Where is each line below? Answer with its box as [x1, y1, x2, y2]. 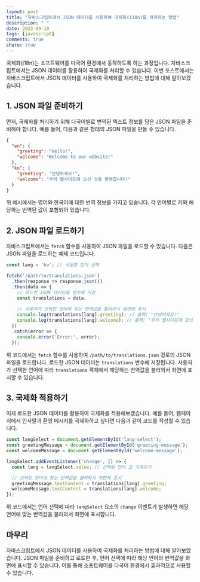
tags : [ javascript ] [6, 31, 55, 37]
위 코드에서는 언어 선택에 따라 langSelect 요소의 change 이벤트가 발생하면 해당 [6, 503, 189, 510]
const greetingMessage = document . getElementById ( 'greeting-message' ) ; [6, 442, 188, 449]
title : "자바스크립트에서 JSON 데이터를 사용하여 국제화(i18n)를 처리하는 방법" [6, 14, 180, 20]
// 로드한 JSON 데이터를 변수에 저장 [17, 290, 96, 295]
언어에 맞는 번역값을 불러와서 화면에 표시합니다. [6, 511, 116, 518]
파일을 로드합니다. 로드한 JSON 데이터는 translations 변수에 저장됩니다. [6, 358, 177, 365]
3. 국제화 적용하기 [6, 392, 68, 403]
